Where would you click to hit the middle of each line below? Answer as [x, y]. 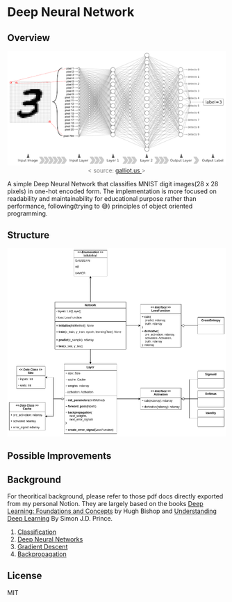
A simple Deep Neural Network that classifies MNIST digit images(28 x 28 [113, 184]
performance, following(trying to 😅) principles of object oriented [100, 206]
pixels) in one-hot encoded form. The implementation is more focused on [112, 191]
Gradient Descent [42, 546]
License [25, 576]
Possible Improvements [59, 456]
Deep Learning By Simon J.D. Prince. [60, 518]
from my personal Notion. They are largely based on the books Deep [105, 503]
